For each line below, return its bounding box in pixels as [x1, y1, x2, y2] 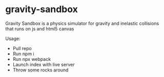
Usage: [5, 35, 20, 42]
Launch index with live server [12, 61, 75, 67]
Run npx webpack [12, 56, 51, 62]
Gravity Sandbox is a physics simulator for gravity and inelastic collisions [5, 20, 159, 26]
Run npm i [12, 51, 34, 57]
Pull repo [12, 45, 32, 51]
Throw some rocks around [12, 67, 69, 73]
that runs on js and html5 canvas [5, 25, 74, 31]
